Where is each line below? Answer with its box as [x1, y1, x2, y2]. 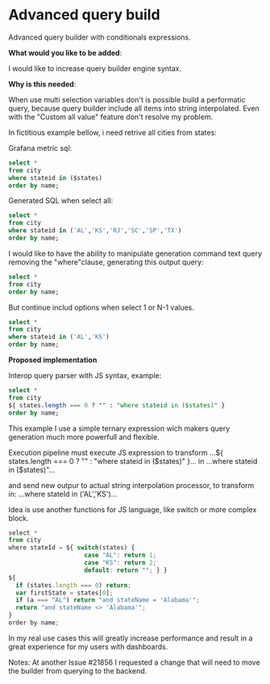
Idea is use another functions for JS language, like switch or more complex [8, 504, 257, 514]
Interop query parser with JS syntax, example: [8, 371, 162, 381]
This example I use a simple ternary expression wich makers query [8, 423, 231, 433]
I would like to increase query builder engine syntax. [8, 63, 182, 73]
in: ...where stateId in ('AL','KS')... [8, 489, 118, 498]
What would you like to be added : [8, 48, 123, 57]
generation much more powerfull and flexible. [8, 432, 160, 441]
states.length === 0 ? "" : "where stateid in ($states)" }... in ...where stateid [8, 456, 258, 465]
